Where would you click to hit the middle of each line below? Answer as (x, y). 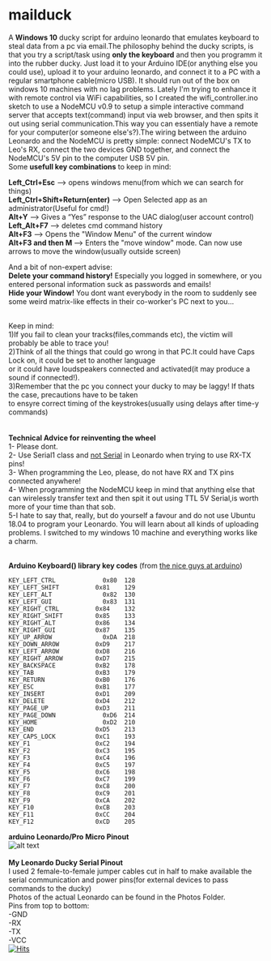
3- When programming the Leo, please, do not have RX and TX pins (121, 472)
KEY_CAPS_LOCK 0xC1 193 (72, 736)
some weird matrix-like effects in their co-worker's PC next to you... (121, 301)
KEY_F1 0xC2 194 (72, 744)
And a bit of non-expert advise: (61, 267)
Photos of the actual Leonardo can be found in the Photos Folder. (117, 897)
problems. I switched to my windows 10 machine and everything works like (133, 532)
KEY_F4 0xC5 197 (72, 765)
